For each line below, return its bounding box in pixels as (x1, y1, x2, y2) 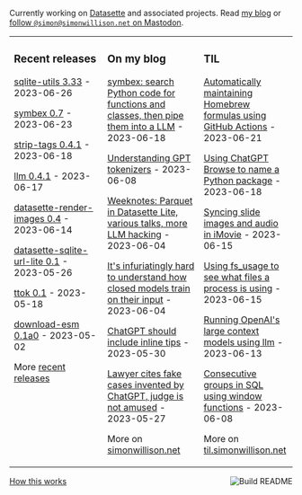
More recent (13, 360, 66, 373)
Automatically (203, 75, 262, 88)
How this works (9, 475, 67, 486)
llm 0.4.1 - (13, 170, 60, 182)
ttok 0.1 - (13, 287, 56, 299)
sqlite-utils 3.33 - (13, 75, 92, 88)
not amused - (107, 401, 166, 413)
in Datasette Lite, (107, 206, 179, 218)
